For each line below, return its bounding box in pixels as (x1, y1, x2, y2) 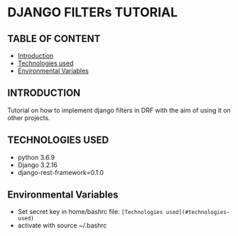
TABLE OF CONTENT (7, 33, 101, 45)
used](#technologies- (166, 209, 230, 216)
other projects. (7, 113, 51, 122)
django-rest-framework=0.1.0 (17, 168, 104, 176)
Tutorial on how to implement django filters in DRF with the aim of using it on (7, 106, 231, 114)
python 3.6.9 (17, 153, 55, 161)
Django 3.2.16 (17, 161, 58, 169)
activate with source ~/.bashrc (17, 221, 107, 230)
